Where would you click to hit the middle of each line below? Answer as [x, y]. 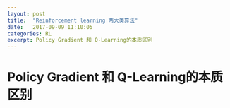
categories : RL [30, 34]
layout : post [26, 14]
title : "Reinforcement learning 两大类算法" [73, 20]
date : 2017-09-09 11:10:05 [50, 27]
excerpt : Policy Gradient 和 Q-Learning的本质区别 [80, 40]
